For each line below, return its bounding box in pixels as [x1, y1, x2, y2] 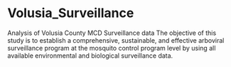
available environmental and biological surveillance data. [7, 51, 173, 60]
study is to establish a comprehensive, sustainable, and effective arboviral [7, 36, 225, 44]
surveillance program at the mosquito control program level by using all [7, 43, 216, 52]
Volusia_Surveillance [7, 5, 134, 21]
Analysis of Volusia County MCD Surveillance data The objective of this [7, 29, 217, 37]
